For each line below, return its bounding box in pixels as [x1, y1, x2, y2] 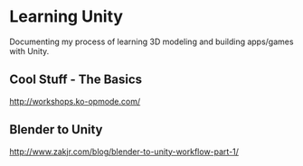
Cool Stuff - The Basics [9, 72, 143, 88]
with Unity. [9, 45, 50, 56]
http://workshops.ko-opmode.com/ [9, 96, 141, 106]
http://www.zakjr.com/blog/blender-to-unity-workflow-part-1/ [9, 146, 240, 157]
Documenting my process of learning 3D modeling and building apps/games [9, 36, 294, 47]
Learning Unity [9, 6, 124, 27]
